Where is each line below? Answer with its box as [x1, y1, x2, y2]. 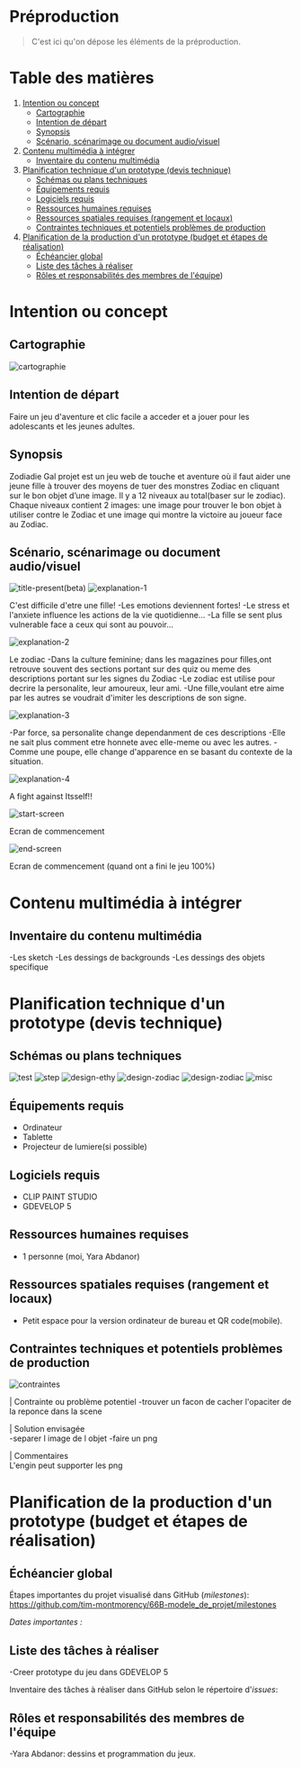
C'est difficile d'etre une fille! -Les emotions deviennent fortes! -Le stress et [9, 600, 290, 611]
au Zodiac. [9, 518, 49, 529]
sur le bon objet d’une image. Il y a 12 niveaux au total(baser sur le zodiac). [9, 489, 286, 501]
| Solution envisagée [9, 1424, 85, 1435]
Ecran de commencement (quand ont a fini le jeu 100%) [9, 861, 216, 871]
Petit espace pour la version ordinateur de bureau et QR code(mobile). [22, 1315, 283, 1326]
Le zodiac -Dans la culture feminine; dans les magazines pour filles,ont [9, 654, 272, 665]
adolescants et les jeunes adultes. [9, 421, 136, 432]
